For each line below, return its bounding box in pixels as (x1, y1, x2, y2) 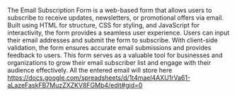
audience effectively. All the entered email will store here (7, 66, 173, 74)
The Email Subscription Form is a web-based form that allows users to (7, 6, 212, 14)
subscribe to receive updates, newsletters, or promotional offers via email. (7, 13, 224, 22)
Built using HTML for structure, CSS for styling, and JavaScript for (7, 21, 200, 29)
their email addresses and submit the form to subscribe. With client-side (7, 36, 218, 44)
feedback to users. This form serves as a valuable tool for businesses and (7, 51, 223, 59)
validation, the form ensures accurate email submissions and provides (7, 44, 212, 52)
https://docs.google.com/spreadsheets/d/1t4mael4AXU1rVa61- (7, 73, 191, 82)
